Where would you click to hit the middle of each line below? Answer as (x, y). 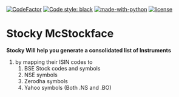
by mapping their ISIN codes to (54, 62)
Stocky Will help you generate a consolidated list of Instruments (89, 50)
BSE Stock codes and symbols (62, 68)
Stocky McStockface (60, 34)
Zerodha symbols (46, 81)
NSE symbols (41, 75)
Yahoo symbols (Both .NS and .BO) (68, 87)
